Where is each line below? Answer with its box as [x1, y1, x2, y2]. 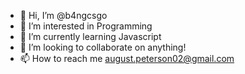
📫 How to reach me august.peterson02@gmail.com [19, 53, 235, 64]
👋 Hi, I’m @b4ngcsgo [19, 10, 108, 21]
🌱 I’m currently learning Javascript [19, 31, 162, 42]
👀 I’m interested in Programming [19, 20, 153, 32]
